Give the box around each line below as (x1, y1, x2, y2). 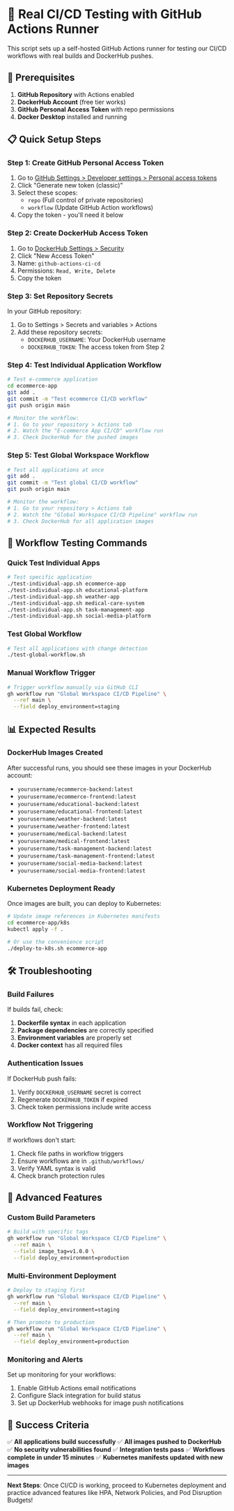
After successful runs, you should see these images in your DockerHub (7, 764, 212, 772)
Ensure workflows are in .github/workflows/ (17, 1157, 145, 1165)
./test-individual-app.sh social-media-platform (7, 613, 151, 620)
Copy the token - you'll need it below (17, 211, 124, 219)
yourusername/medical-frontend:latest (17, 837, 130, 844)
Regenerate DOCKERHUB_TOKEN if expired (17, 1095, 128, 1104)
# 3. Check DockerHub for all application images (7, 517, 155, 525)
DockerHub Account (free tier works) (17, 98, 127, 106)
